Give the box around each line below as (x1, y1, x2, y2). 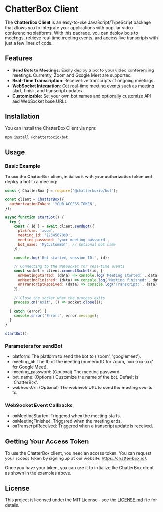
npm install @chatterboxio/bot (5, 135, 68, 140)
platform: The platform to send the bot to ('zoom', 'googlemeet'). (12, 353, 142, 359)
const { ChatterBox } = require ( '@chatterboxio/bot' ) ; (5, 188, 118, 193)
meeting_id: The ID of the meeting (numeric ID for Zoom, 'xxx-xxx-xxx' (12, 359, 154, 365)
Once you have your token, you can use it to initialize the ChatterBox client (5, 465, 154, 471)
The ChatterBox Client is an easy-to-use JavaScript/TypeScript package (5, 19, 151, 25)
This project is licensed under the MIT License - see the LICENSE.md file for (5, 497, 157, 503)
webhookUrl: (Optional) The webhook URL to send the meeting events (12, 385, 153, 390)
